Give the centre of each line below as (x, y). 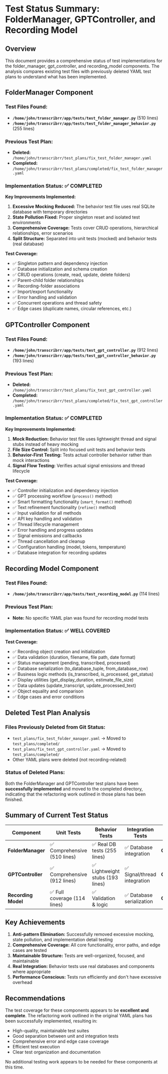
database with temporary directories (50, 212)
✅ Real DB (104, 844)
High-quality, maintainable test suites (50, 1031)
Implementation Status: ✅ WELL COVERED (58, 631)
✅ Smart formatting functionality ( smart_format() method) (72, 502)
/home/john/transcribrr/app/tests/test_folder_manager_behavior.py (84, 124)
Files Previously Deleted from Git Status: (55, 727)
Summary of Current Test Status (57, 815)
